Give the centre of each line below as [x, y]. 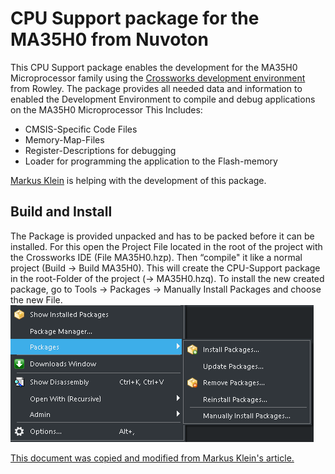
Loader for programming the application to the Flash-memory [151, 161]
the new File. [36, 299]
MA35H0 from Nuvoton [109, 39]
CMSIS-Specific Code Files [81, 129]
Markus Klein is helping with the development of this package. [138, 180]
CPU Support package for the [135, 18]
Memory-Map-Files [64, 139]
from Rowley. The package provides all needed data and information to [156, 88]
